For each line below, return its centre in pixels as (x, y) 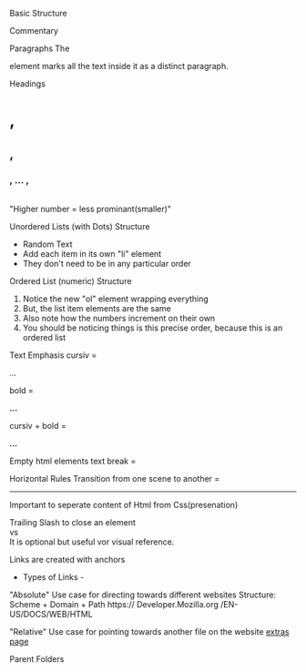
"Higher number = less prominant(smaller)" (90, 209)
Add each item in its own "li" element (92, 254)
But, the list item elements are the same (97, 309)
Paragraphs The (40, 48)
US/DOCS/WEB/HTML (51, 615)
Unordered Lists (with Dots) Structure (80, 227)
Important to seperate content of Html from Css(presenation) (124, 505)
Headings (27, 84)
